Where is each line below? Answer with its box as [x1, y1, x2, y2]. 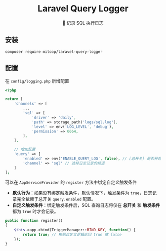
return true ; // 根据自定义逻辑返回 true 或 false [23, 232, 122, 237]
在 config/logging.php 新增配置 [5, 78, 69, 84]
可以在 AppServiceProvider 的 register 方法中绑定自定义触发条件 [5, 179, 137, 185]
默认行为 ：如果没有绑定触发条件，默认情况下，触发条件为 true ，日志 [12, 190, 153, 196]
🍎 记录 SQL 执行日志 [62, 20, 104, 26]
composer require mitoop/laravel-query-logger [5, 49, 103, 54]
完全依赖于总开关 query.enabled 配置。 [16, 196, 96, 202]
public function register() [5, 218, 63, 223]
